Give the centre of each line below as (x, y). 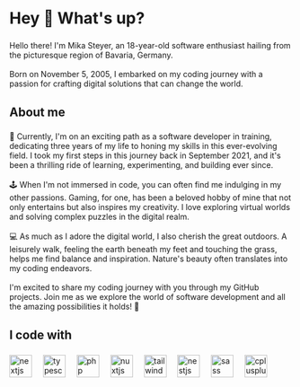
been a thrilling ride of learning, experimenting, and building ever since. (141, 165)
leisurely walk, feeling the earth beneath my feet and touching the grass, (143, 250)
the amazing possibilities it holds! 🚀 (75, 307)
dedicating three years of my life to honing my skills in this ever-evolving (143, 146)
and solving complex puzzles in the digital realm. (100, 217)
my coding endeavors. (51, 268)
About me (37, 112)
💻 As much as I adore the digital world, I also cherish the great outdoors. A (148, 236)
